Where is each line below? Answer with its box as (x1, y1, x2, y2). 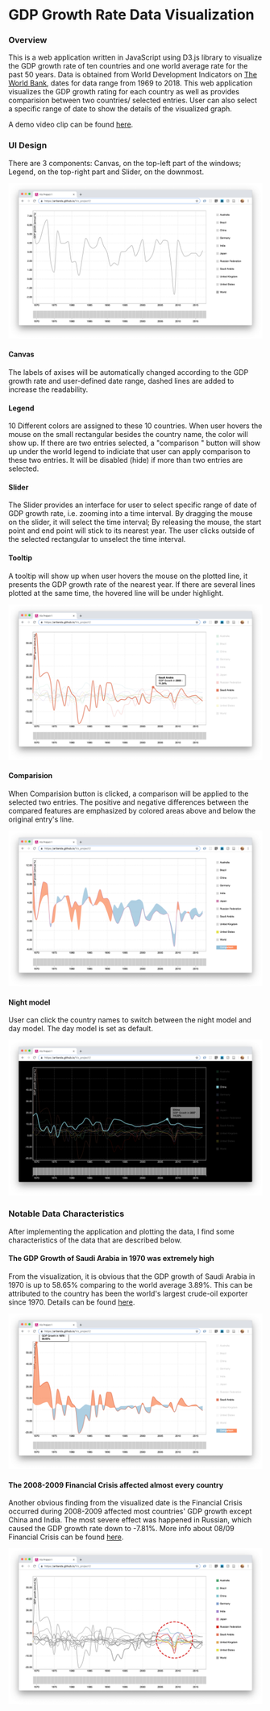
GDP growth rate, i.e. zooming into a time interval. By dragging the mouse (8, 509, 253, 518)
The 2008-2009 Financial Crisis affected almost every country (8, 1480, 224, 1489)
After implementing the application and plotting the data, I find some (8, 1226, 235, 1236)
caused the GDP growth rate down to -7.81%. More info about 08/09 (8, 1524, 235, 1534)
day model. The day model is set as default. (8, 1024, 153, 1034)
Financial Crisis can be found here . (8, 1532, 124, 1542)
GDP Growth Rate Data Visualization (8, 6, 255, 24)
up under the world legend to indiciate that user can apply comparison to (8, 447, 251, 456)
